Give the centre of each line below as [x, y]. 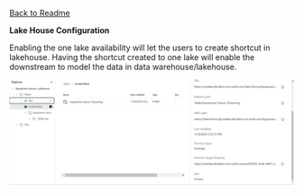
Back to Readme [40, 13]
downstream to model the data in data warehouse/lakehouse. [123, 67]
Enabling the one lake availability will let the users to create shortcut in [140, 48]
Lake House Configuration [60, 30]
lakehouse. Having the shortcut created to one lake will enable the [132, 57]
